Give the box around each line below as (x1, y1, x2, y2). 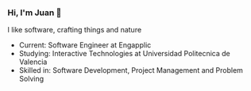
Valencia (18, 57, 48, 66)
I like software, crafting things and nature (7, 25, 142, 35)
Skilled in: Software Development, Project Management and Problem (18, 66, 244, 75)
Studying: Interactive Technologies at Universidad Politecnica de (18, 49, 231, 59)
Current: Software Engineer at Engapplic (18, 40, 152, 50)
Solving (18, 74, 44, 84)
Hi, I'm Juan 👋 (7, 7, 62, 18)
